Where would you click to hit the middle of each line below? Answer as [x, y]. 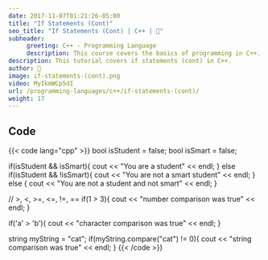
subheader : [27, 38]
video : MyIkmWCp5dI [41, 83]
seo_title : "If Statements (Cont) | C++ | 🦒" [86, 31]
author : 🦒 [25, 69]
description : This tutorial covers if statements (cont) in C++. [120, 61]
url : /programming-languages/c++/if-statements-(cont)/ [104, 91]
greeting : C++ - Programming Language [91, 46]
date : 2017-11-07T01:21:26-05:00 [64, 16]
